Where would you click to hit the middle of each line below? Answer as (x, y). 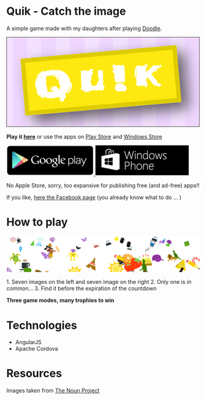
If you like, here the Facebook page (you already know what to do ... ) (94, 197)
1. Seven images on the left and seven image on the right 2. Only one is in (99, 282)
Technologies (42, 325)
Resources (34, 374)
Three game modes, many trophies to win (60, 300)
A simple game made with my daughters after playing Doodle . (84, 28)
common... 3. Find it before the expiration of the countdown (82, 288)
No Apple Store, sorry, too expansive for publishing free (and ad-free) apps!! (103, 185)
